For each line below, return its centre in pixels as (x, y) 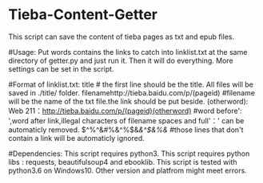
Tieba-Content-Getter (83, 15)
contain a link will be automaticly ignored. (77, 138)
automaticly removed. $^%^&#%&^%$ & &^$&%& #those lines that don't (126, 130)
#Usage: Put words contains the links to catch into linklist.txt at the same (128, 52)
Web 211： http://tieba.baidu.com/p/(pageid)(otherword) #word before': (125, 111)
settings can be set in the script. (61, 68)
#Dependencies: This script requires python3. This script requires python (129, 154)
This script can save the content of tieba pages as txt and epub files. (121, 37)
